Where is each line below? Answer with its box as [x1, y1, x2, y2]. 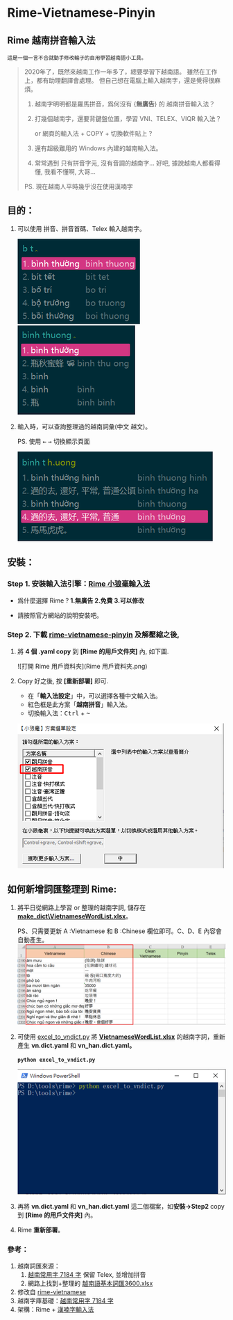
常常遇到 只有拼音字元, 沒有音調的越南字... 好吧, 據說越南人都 [34, 159, 209, 167]
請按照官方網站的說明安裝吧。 [17, 611, 103, 619]
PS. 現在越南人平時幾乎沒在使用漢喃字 [24, 182, 133, 191]
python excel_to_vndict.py [17, 1056, 96, 1064]
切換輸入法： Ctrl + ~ [27, 708, 90, 717]
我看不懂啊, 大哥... [44, 168, 96, 175]
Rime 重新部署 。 [17, 1225, 64, 1234]
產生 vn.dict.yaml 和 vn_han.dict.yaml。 [17, 1042, 136, 1050]
